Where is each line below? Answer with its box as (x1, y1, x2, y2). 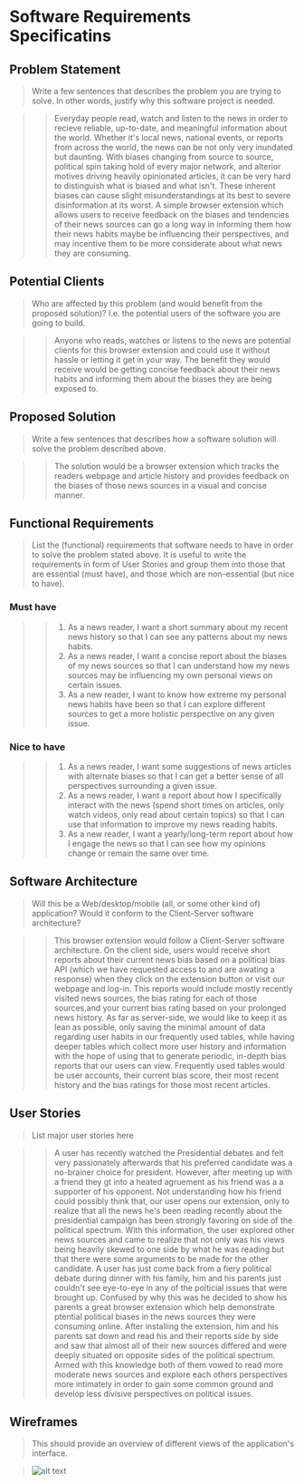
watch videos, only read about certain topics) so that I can (67, 810, 285, 820)
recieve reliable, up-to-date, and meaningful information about (53, 122, 288, 133)
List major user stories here (31, 1130, 134, 1140)
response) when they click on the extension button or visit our (53, 973, 286, 984)
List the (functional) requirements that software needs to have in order (31, 539, 294, 550)
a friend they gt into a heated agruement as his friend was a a (53, 1176, 284, 1187)
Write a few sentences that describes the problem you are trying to (31, 86, 282, 96)
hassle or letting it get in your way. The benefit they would (53, 354, 271, 364)
